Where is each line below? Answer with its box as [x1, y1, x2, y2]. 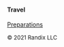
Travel [7, 5, 26, 14]
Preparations [7, 20, 43, 29]
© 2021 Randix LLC [7, 34, 58, 42]
